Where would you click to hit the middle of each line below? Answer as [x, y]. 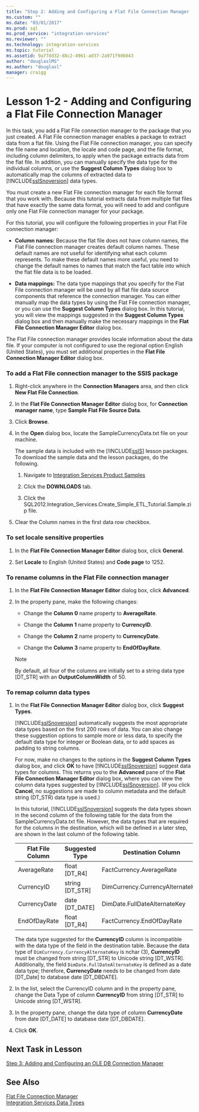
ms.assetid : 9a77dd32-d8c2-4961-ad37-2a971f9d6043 [70, 56]
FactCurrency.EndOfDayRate [142, 921]
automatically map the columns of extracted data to [69, 175]
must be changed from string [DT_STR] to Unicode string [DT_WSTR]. [99, 958]
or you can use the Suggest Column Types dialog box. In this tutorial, [100, 309]
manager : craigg [26, 72]
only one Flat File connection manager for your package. [75, 212]
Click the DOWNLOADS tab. [58, 487]
